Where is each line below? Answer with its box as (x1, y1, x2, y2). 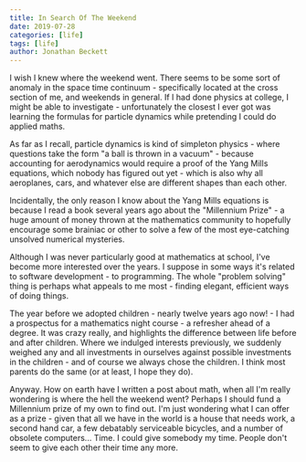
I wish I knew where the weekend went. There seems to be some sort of (9, 72, 281, 83)
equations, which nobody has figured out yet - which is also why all (9, 168, 263, 179)
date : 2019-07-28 (9, 22, 76, 31)
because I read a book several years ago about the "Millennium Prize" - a (9, 205, 285, 215)
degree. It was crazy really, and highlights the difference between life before (9, 328, 297, 339)
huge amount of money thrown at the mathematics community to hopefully (9, 215, 291, 226)
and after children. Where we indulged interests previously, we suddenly (9, 337, 281, 348)
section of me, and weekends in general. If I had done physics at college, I (9, 92, 290, 103)
